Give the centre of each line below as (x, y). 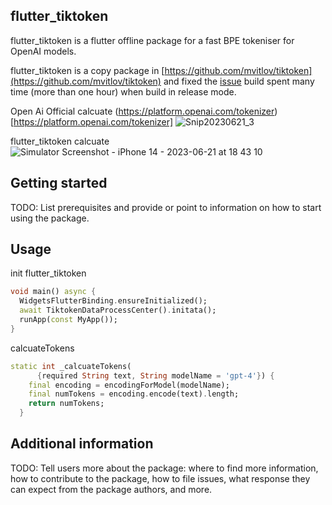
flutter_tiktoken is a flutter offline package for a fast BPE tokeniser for (152, 40)
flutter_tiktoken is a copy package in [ (87, 70)
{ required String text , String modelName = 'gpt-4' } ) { (155, 375)
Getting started (59, 183)
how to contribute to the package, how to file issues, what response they (160, 478)
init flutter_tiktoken (48, 273)
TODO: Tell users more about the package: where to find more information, (164, 468)
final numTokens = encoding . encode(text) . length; (134, 394)
